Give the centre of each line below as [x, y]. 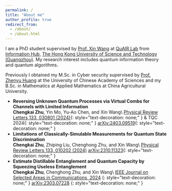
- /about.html [25, 34]
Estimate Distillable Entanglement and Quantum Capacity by [79, 161]
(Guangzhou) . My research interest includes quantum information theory [82, 59]
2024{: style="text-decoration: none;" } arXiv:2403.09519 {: [75, 123]
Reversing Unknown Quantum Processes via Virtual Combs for [81, 101]
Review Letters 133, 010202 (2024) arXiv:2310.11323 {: [70, 150]
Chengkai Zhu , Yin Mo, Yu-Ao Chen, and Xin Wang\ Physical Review [85, 112]
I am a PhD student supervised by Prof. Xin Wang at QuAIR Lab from [78, 49]
